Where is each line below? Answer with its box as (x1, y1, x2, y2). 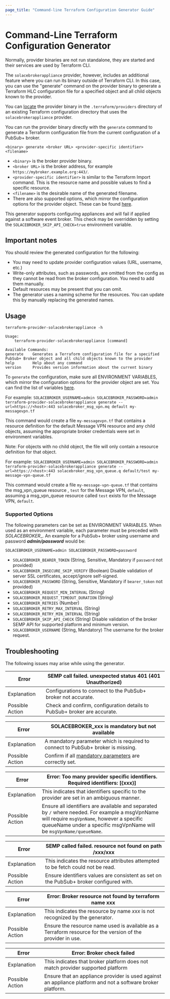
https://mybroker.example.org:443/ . (12, 168, 90, 175)
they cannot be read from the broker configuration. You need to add (12, 276, 154, 282)
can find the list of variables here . (5, 385, 75, 391)
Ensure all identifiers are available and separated (41, 802, 158, 810)
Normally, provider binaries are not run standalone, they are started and (5, 57, 155, 63)
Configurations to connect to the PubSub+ (46, 687, 147, 695)
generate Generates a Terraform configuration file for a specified (5, 352, 159, 357)
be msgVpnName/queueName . (41, 828, 103, 835)
